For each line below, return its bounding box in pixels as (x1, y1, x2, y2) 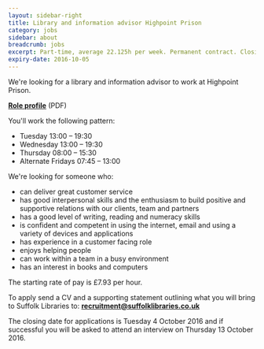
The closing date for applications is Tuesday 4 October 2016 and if (8, 316, 224, 325)
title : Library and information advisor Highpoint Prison (8, 19, 202, 27)
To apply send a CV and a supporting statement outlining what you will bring (8, 292, 255, 302)
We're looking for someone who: (8, 171, 114, 181)
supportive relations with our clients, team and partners (19, 203, 200, 213)
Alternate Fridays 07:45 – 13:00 (19, 156, 121, 165)
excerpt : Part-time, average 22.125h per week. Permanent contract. (8, 48, 237, 56)
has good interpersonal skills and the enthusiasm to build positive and (19, 195, 246, 205)
